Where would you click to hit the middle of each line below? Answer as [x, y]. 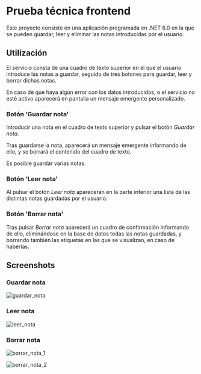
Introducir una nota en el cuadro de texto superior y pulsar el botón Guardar [100, 127]
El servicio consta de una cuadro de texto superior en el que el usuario [94, 67]
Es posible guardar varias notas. [46, 163]
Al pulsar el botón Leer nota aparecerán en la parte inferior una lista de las [98, 192]
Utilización [27, 53]
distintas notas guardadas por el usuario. [57, 198]
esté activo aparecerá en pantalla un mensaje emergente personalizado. [96, 98]
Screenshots [31, 265]
